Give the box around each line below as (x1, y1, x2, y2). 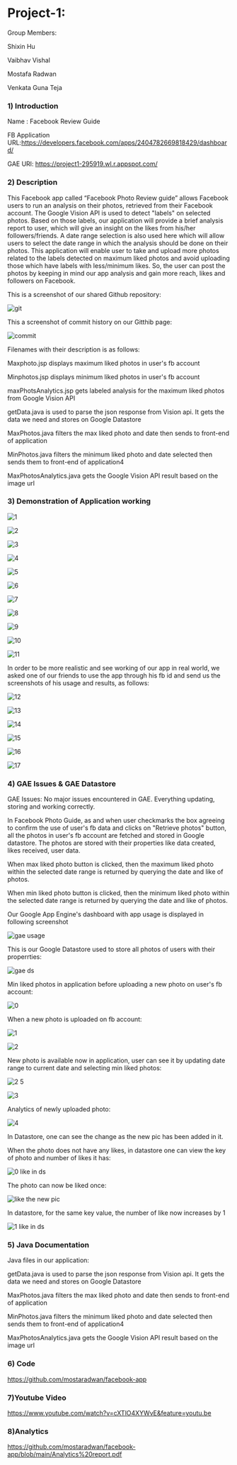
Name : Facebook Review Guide (7, 117, 100, 125)
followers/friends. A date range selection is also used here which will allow (7, 231, 225, 240)
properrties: (7, 953, 42, 961)
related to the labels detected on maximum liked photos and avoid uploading (7, 254, 230, 262)
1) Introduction (7, 101, 59, 111)
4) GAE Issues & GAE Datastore (7, 778, 117, 788)
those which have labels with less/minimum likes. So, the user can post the (7, 261, 226, 270)
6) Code (7, 1359, 35, 1369)
